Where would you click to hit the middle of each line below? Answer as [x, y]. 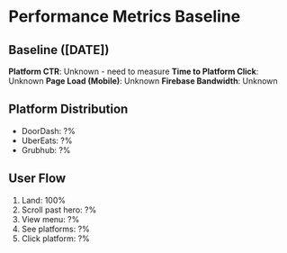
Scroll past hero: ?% [59, 210]
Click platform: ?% [56, 238]
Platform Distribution [68, 109]
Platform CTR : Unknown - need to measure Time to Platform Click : [134, 71]
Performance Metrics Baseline [125, 17]
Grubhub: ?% [46, 149]
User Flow [37, 179]
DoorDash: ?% [48, 131]
